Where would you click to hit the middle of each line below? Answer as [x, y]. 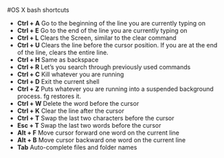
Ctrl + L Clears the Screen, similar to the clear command [97, 38]
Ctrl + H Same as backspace [58, 60]
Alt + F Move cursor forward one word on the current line [98, 133]
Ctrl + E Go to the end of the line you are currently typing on [102, 31]
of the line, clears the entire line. [63, 52]
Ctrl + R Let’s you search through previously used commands [104, 67]
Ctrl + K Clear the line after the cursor [71, 111]
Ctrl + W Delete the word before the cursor [78, 103]
